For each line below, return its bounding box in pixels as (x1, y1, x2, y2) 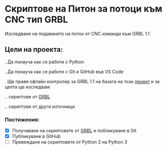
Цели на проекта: (5, 45, 63, 54)
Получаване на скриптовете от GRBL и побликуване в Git (12, 128, 137, 134)
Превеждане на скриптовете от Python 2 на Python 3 (12, 139, 127, 145)
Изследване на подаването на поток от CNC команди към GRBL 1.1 (5, 30, 150, 36)
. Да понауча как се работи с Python (5, 59, 84, 65)
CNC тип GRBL (5, 14, 68, 25)
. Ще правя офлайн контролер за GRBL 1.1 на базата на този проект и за (5, 78, 160, 84)
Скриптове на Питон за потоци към (5, 3, 162, 15)
